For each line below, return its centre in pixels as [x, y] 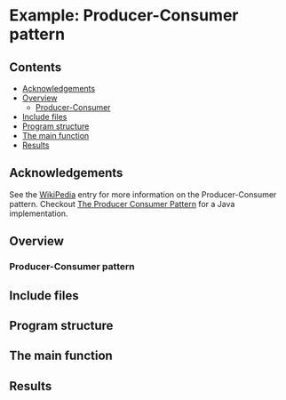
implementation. [39, 213]
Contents [36, 67]
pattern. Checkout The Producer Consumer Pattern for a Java [122, 204]
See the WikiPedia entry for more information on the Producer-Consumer [143, 194]
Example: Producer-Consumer [124, 16]
